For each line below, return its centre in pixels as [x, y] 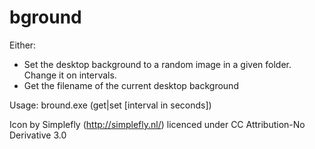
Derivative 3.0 [38, 135]
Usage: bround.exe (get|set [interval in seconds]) [110, 105]
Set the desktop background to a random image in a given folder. [157, 64]
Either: [23, 45]
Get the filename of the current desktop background [131, 85]
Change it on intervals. [70, 75]
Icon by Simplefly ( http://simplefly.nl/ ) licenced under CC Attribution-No [157, 124]
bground [45, 17]
